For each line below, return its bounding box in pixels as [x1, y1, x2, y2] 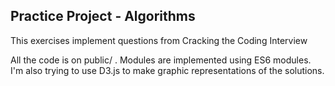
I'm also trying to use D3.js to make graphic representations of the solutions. [10, 64, 325, 76]
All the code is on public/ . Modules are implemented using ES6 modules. [10, 54, 312, 66]
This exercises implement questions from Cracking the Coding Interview [10, 34, 308, 46]
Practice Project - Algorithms [10, 8, 196, 25]
